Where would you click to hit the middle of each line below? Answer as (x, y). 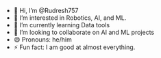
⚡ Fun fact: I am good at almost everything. (74, 47)
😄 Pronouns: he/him (42, 40)
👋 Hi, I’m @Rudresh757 (46, 11)
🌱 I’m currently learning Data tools (62, 25)
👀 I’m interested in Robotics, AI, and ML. (70, 18)
